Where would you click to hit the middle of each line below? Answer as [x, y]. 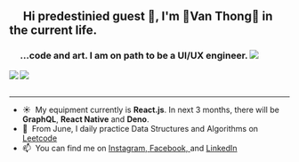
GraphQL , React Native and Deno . [85, 119]
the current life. [53, 31]
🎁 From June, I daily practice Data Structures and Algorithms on [140, 128]
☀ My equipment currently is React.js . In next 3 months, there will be [151, 109]
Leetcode [40, 138]
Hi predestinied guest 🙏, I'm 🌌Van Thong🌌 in [148, 16]
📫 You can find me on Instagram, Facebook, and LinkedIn [129, 148]
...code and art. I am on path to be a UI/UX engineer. [134, 56]
